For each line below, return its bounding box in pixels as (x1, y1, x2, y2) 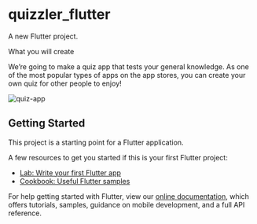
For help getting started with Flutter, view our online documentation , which (8, 191, 250, 201)
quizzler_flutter (8, 6, 111, 24)
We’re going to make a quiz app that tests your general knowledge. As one (8, 61, 249, 72)
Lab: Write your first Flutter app (19, 167, 122, 178)
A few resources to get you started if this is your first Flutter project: (8, 152, 228, 162)
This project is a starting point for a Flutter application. (8, 138, 184, 147)
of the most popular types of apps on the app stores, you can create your (8, 70, 246, 79)
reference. (8, 208, 42, 218)
